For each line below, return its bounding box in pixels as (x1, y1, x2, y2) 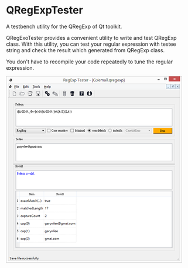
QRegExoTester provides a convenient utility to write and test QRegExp (6, 34, 177, 41)
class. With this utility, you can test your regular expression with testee (6, 40, 177, 48)
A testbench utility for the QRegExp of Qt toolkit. (6, 23, 122, 30)
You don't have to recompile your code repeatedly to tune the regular (6, 58, 173, 65)
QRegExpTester (6, 4, 83, 17)
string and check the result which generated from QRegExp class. (6, 46, 165, 53)
